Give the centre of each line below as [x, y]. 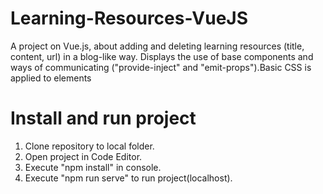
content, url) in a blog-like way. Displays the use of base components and [162, 56]
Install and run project [103, 118]
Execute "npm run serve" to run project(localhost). [128, 178]
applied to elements [51, 78]
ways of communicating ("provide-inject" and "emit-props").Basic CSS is [161, 67]
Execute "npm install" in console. [93, 167]
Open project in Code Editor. [83, 156]
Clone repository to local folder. [89, 146]
